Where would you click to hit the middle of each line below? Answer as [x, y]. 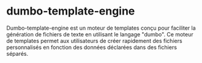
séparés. [17, 53]
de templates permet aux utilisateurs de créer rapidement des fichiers [94, 41]
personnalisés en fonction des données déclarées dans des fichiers [92, 47]
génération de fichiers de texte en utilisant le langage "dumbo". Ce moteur [100, 34]
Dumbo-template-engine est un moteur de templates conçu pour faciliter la [101, 28]
